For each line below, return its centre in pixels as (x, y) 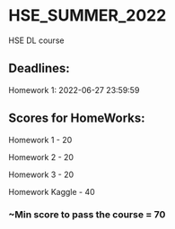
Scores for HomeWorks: (77, 119)
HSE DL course (36, 40)
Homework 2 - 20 (41, 157)
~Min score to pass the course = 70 (87, 215)
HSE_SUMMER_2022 (87, 16)
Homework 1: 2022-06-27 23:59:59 (74, 89)
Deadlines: (39, 68)
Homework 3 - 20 (41, 174)
